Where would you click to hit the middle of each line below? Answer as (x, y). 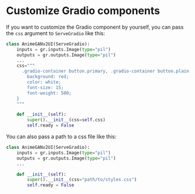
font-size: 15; (46, 87)
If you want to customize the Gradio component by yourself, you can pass (95, 27)
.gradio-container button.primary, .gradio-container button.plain (105, 72)
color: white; (44, 82)
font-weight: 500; (49, 93)
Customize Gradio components (83, 11)
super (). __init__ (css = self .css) (67, 120)
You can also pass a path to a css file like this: (61, 137)
